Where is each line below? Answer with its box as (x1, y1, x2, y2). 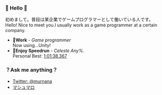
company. (5, 27, 26, 33)
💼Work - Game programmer (12, 37, 71, 43)
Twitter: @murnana (12, 78, 53, 84)
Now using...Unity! (12, 42, 51, 48)
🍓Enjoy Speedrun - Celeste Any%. (12, 47, 84, 54)
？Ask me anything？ (5, 66, 58, 73)
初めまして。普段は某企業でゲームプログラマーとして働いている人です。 (5, 16, 153, 22)
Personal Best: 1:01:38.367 (12, 53, 67, 59)
